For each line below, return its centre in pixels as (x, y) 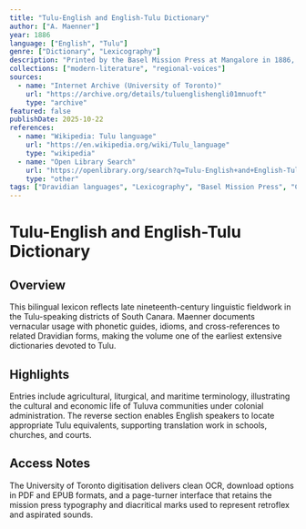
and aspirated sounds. (51, 514)
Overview (38, 285)
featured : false (40, 111)
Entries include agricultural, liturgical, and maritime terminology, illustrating (150, 396)
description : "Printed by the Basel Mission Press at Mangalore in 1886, (153, 60)
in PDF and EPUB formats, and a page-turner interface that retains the (141, 495)
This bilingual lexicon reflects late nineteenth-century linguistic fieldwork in (150, 307)
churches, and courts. (51, 434)
